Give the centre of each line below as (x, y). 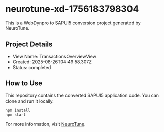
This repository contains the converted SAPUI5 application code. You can (82, 95)
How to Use (24, 84)
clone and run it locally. (30, 101)
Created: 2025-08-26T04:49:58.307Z (52, 62)
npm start (16, 115)
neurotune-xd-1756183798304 (72, 9)
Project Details (29, 44)
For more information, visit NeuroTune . (45, 124)
